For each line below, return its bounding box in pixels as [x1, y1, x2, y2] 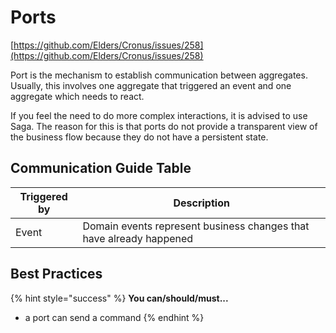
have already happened [82, 231, 194, 245]
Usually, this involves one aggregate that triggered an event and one [10, 79, 292, 91]
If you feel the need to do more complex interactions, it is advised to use [10, 109, 308, 121]
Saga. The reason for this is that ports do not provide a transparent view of [10, 120, 318, 132]
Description [173, 196, 230, 210]
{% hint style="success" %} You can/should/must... [10, 292, 229, 304]
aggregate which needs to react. [10, 90, 145, 102]
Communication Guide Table [10, 160, 192, 177]
